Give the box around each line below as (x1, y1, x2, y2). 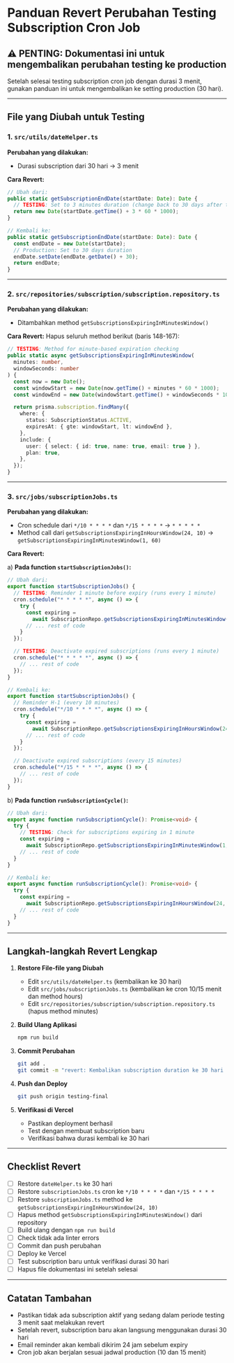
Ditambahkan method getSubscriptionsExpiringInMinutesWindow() (17, 319, 209, 327)
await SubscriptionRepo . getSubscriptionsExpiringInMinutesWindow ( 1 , (25, 842, 229, 850)
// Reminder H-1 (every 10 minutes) (13, 699, 120, 706)
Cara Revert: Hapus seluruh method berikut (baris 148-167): (7, 332, 180, 340)
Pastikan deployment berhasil (27, 1119, 113, 1128)
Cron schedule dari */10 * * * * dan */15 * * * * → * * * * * (17, 521, 201, 530)
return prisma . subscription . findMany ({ (13, 404, 130, 411)
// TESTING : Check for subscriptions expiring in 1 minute (19, 829, 195, 836)
